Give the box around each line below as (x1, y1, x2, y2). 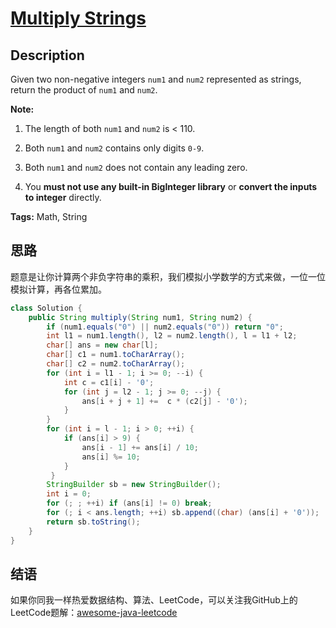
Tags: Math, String (10, 211, 88, 222)
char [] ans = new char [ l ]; (46, 340, 159, 351)
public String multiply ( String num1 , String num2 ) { (28, 312, 253, 322)
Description (10, 47, 85, 64)
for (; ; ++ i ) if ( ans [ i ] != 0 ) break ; (46, 498, 213, 509)
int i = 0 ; (46, 489, 92, 499)
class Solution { (10, 303, 83, 313)
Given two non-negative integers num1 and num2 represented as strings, (10, 73, 302, 85)
